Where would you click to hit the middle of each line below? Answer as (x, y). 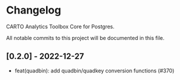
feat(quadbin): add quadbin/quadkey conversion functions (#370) (94, 71)
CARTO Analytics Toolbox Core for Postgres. (60, 26)
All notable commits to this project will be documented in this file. (85, 38)
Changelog (34, 10)
